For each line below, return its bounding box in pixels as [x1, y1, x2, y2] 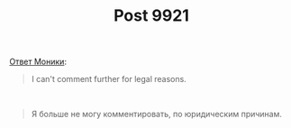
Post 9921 [114, 5, 189, 26]
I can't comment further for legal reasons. [31, 74, 186, 85]
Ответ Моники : [9, 56, 68, 68]
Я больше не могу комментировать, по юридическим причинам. [31, 109, 282, 120]
